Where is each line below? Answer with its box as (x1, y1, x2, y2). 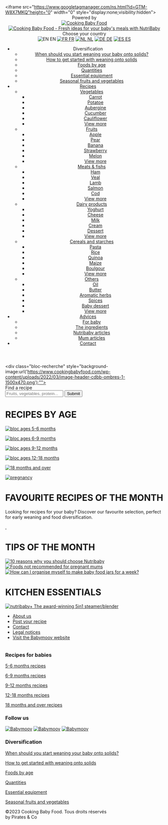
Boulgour (86, 266, 105, 271)
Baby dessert (82, 303, 109, 308)
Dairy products (76, 201, 107, 207)
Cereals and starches (69, 238, 114, 244)
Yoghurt (87, 207, 104, 212)
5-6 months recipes (5, 663, 46, 669)
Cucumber (84, 110, 107, 116)
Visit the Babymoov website (12, 634, 70, 641)
